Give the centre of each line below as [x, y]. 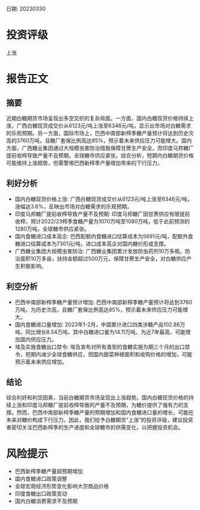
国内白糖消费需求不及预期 [46, 501]
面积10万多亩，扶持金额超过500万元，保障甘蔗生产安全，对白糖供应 [103, 259]
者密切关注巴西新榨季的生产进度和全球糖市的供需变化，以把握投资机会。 [95, 427]
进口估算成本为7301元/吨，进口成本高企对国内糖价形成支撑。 [95, 244]
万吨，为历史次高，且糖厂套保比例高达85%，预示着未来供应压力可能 [99, 309]
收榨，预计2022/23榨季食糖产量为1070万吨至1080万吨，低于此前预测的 [102, 221]
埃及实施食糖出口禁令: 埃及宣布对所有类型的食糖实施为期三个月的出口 [100, 347]
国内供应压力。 [38, 339]
